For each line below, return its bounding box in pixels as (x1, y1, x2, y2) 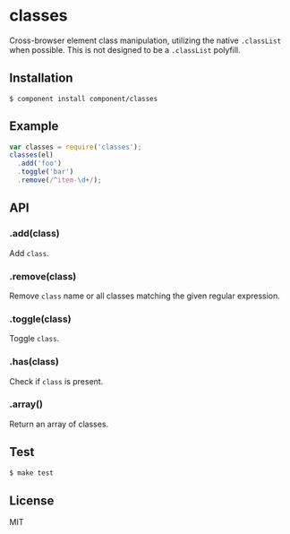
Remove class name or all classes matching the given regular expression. (9, 290, 280, 301)
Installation (9, 71, 73, 86)
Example (9, 118, 59, 134)
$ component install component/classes (9, 94, 158, 103)
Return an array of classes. (9, 418, 109, 429)
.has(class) (9, 356, 60, 368)
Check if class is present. (9, 375, 104, 386)
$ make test (9, 468, 54, 478)
